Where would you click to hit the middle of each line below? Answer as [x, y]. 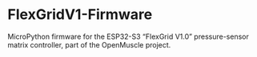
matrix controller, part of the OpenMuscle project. [89, 44]
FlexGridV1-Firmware [80, 15]
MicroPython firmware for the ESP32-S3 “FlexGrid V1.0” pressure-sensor [128, 36]
